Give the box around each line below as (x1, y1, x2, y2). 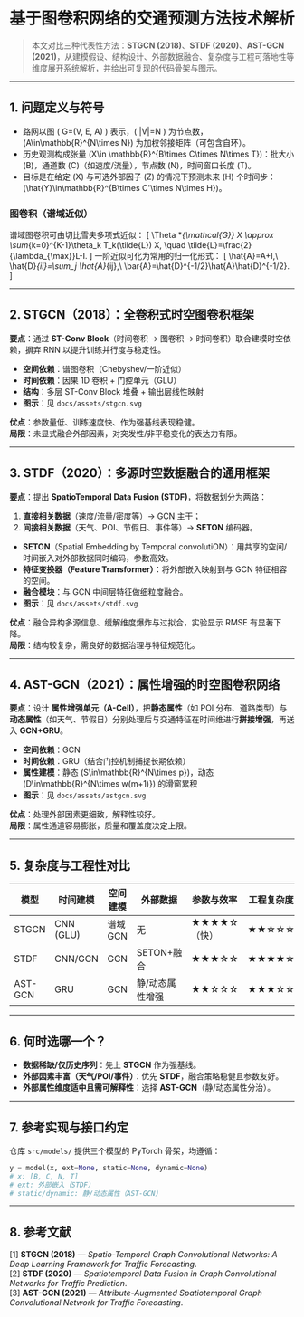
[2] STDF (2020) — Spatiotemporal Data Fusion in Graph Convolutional (9, 1268, 277, 1279)
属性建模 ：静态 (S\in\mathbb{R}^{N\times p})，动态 (22, 767, 214, 778)
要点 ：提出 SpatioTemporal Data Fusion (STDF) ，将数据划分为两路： (9, 491, 268, 502)
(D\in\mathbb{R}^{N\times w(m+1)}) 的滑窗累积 (22, 778, 198, 789)
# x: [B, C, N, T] (9, 1171, 79, 1181)
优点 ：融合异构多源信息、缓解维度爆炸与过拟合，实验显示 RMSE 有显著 (9, 616, 274, 627)
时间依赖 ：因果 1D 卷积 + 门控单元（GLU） (22, 375, 182, 386)
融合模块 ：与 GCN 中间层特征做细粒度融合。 (22, 586, 188, 597)
